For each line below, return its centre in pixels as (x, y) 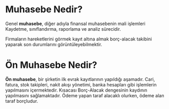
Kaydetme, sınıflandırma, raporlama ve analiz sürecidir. (63, 29)
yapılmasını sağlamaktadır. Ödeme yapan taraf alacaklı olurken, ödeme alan (85, 95)
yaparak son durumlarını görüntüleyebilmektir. (54, 44)
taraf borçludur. (22, 101)
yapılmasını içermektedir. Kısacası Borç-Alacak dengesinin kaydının (76, 90)
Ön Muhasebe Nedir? (51, 65)
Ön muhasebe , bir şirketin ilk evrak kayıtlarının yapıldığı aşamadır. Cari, (80, 79)
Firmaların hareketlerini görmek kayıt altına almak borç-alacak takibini (79, 39)
